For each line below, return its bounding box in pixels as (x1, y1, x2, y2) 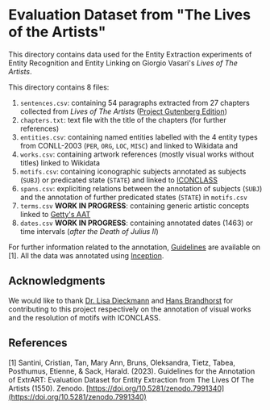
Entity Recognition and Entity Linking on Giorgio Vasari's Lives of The (8, 58, 238, 68)
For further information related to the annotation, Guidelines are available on (8, 242, 260, 252)
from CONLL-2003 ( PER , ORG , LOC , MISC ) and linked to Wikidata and (19, 140, 239, 150)
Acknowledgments (8, 274, 106, 288)
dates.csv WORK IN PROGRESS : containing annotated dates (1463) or (19, 218, 253, 228)
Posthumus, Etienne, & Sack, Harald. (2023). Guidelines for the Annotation (8, 366, 255, 376)
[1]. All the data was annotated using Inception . (8, 250, 164, 260)
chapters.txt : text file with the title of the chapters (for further (19, 115, 227, 124)
